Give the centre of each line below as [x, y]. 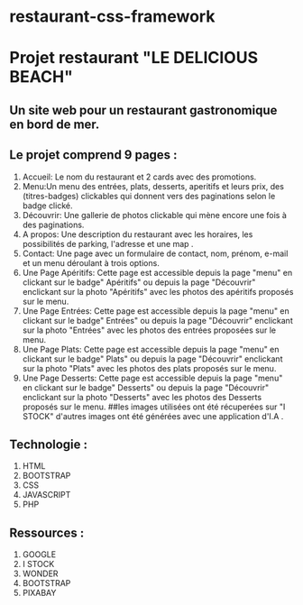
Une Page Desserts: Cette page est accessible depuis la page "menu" [152, 378]
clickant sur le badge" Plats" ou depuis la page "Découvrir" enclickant [152, 359]
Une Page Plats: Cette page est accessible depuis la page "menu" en [151, 349]
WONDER [40, 573]
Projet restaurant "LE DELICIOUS [134, 58]
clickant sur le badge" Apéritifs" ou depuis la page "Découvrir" [139, 282]
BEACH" [41, 77]
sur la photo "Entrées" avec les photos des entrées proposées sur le [149, 330]
